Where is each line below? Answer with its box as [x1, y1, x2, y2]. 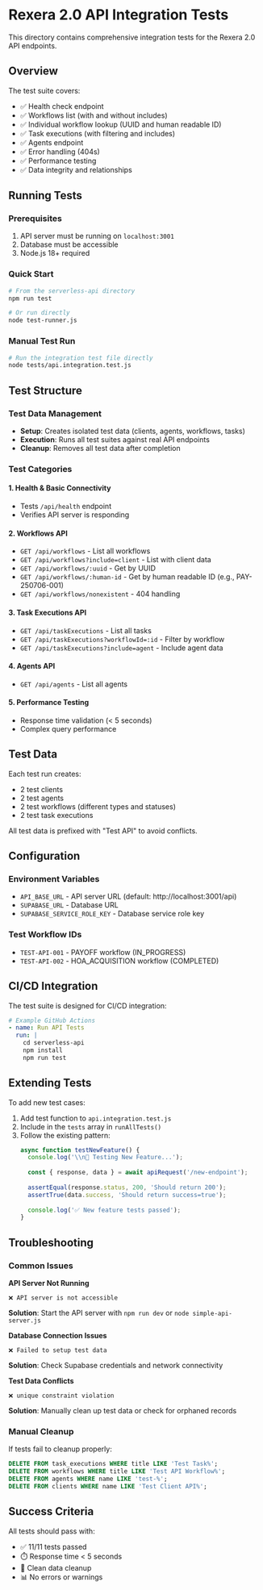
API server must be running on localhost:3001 [19, 232, 175, 241]
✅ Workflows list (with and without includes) [19, 111, 168, 120]
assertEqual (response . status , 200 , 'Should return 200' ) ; [27, 1183, 227, 1191]
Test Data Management [8, 407, 102, 419]
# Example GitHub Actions [8, 1016, 95, 1025]
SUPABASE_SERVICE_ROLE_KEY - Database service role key [19, 909, 205, 919]
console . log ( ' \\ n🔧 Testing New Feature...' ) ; [27, 1154, 184, 1162]
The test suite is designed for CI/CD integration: [8, 1000, 167, 1010]
